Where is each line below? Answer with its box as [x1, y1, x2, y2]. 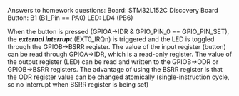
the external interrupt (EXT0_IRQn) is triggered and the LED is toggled [7, 35, 215, 43]
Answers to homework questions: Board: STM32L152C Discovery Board [7, 6, 219, 14]
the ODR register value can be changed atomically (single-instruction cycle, [7, 73, 230, 81]
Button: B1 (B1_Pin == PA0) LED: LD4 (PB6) [7, 14, 133, 22]
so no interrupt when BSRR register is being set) [7, 80, 149, 88]
